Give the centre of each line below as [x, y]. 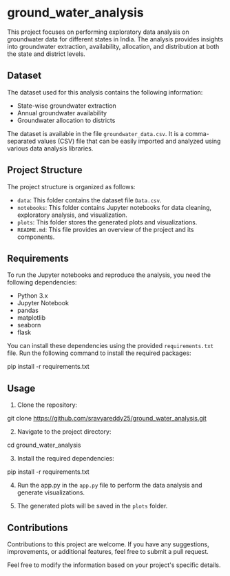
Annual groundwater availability [62, 113]
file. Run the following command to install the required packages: [99, 353]
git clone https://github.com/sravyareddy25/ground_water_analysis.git [107, 419]
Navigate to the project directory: [64, 432]
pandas [28, 310]
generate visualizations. [51, 492]
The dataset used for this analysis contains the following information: [105, 92]
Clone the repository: [47, 405]
